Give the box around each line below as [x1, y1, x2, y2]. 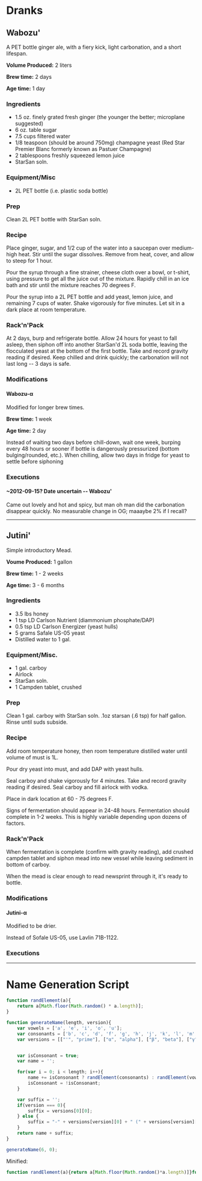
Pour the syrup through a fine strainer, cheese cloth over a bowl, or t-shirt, [6, 269, 191, 276]
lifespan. [6, 50, 28, 57]
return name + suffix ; [17, 1130, 74, 1136]
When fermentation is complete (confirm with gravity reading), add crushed [6, 848, 194, 856]
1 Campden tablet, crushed [14, 683, 82, 691]
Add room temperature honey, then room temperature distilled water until [6, 747, 188, 754]
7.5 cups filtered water [14, 133, 70, 140]
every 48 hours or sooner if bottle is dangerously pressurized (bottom [6, 445, 179, 452]
